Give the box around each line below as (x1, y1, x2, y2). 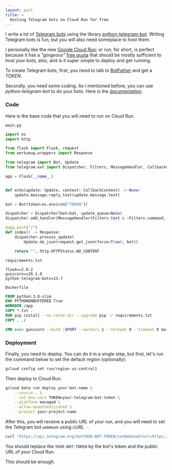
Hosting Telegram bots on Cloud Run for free (10, 17, 109, 22)
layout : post (5, 7, 33, 13)
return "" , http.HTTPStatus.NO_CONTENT (14, 249, 100, 254)
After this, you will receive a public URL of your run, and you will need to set (5, 419, 165, 425)
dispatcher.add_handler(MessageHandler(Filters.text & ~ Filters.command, (5, 216, 166, 221)
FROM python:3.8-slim (5, 294, 52, 299)
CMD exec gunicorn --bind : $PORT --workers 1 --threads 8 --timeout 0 (5, 327, 159, 332)
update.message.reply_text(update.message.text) (14, 192, 120, 198)
